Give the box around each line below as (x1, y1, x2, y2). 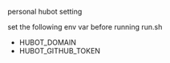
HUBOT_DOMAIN (18, 37, 77, 47)
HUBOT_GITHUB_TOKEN (18, 46, 101, 55)
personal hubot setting (7, 7, 83, 16)
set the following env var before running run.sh (7, 22, 163, 31)
